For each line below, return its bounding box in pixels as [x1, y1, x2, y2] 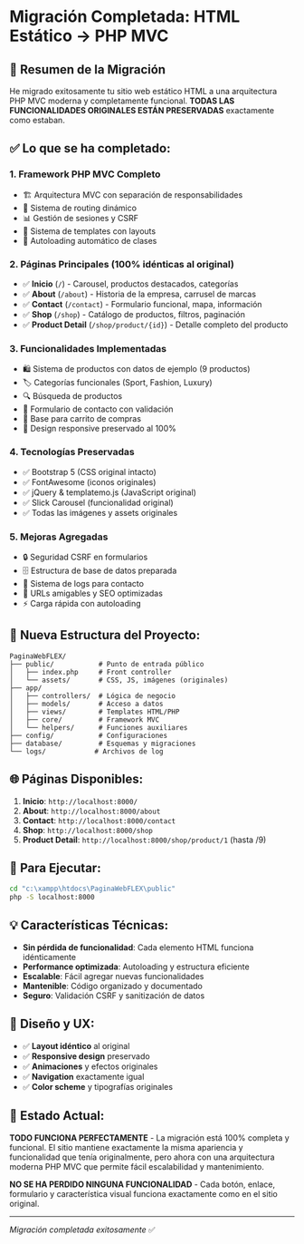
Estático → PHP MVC [9, 25, 169, 46]
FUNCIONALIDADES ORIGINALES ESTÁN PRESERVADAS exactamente [9, 105, 274, 115]
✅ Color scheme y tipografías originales [22, 1081, 174, 1092]
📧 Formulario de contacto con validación [22, 403, 174, 414]
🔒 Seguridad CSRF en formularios [22, 551, 148, 562]
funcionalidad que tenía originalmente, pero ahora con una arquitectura [9, 1152, 275, 1162]
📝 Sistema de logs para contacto [22, 578, 145, 588]
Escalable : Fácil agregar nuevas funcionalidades [22, 970, 204, 981]
